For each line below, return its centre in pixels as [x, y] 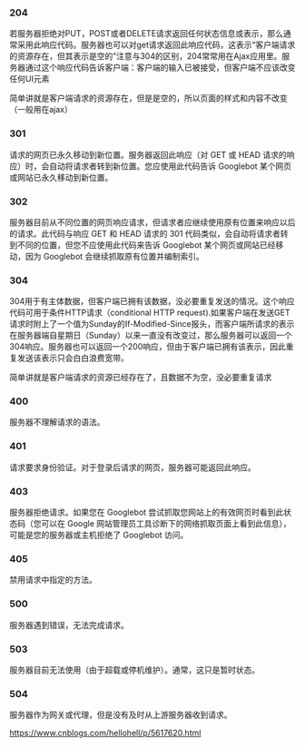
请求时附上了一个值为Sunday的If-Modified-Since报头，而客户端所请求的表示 [152, 324]
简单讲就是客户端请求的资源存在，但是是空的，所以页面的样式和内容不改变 [148, 98]
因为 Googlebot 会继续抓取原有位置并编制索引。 [114, 256]
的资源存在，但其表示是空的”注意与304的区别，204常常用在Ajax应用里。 [146, 56]
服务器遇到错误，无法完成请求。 [69, 624]
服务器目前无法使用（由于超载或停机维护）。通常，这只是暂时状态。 [135, 670]
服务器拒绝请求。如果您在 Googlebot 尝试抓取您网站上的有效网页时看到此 [147, 512]
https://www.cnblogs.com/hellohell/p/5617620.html [105, 733]
